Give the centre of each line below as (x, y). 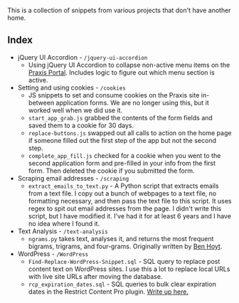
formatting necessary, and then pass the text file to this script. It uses (130, 201)
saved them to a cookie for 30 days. (81, 125)
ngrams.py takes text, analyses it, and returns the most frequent (121, 238)
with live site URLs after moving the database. (95, 276)
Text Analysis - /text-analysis (63, 231)
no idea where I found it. (64, 223)
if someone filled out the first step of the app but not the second (122, 140)
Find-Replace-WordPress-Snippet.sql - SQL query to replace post (124, 261)
